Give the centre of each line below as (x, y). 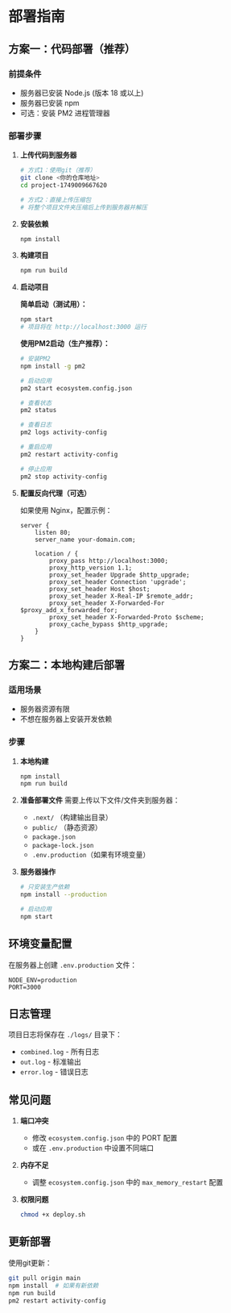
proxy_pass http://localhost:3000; (109, 561)
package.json (54, 837)
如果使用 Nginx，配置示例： (66, 510)
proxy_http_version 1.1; (91, 568)
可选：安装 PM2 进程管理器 (65, 113)
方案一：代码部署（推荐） (72, 49)
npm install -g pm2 (53, 366)
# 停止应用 (36, 469)
